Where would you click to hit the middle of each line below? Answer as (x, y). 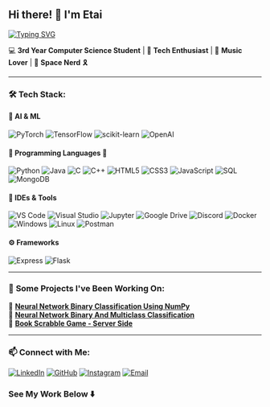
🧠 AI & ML (25, 117)
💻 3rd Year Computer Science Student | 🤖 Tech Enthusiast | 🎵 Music (125, 50)
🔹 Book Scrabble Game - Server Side (71, 323)
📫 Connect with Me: (49, 352)
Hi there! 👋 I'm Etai (55, 15)
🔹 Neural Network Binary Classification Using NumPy (99, 306)
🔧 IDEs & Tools (33, 197)
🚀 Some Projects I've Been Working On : (86, 289)
